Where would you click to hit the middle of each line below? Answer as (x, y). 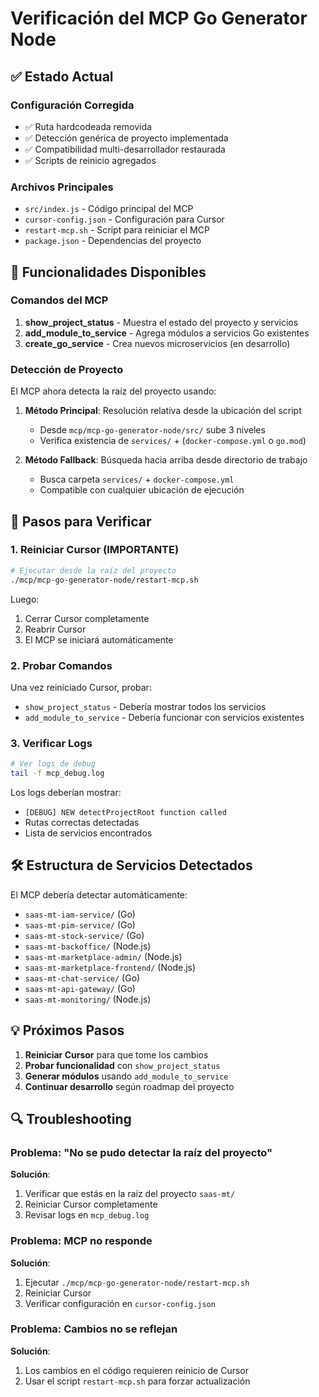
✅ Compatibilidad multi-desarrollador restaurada (125, 149)
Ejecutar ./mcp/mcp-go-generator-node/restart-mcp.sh (137, 1282)
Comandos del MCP (59, 300)
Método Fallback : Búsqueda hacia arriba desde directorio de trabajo (166, 460)
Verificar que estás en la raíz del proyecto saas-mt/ (130, 1194)
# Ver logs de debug (53, 764)
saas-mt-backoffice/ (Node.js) (88, 946)
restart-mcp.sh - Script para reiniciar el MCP (117, 230)
